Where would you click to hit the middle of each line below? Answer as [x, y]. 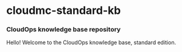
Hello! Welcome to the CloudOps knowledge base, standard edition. [91, 42]
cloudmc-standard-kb [64, 11]
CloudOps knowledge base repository [64, 30]
